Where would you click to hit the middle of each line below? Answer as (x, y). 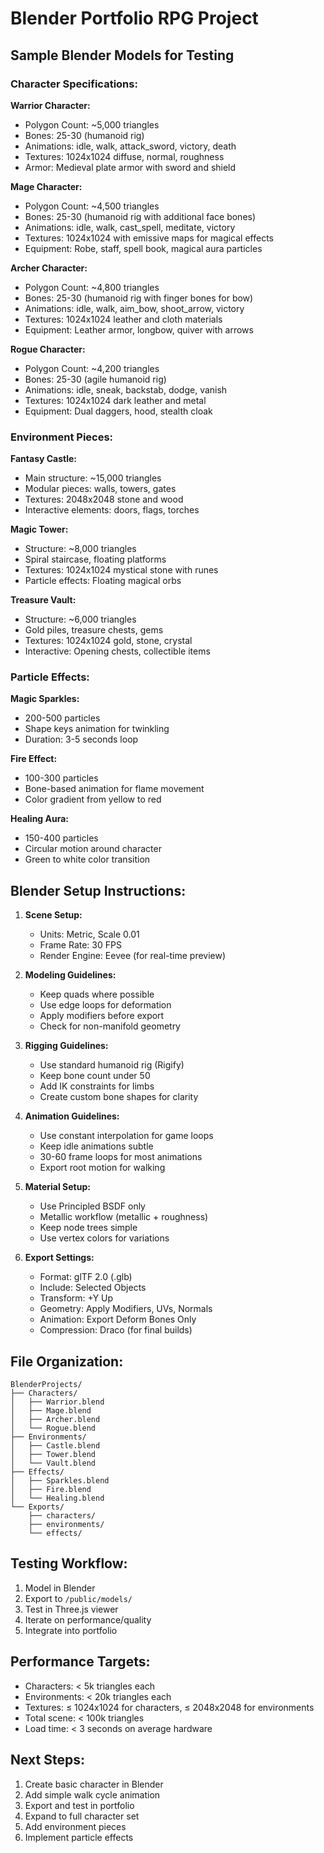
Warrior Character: (50, 105)
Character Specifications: (74, 84)
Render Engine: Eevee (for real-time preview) (133, 956)
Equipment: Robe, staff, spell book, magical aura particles (143, 248)
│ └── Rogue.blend (53, 1428)
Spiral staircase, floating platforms (95, 559)
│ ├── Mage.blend (51, 1411)
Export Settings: (59, 1258)
